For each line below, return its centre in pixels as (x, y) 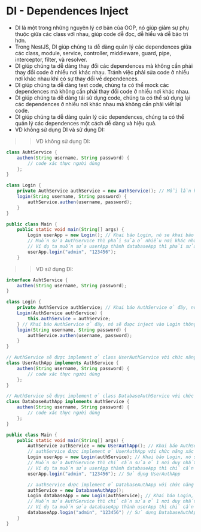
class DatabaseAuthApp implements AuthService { (68, 402)
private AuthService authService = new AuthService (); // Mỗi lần (104, 191)
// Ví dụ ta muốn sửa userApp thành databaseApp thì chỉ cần (111, 468)
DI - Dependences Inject (67, 11)
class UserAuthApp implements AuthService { (63, 363)
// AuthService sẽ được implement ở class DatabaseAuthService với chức (100, 396)
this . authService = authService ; (69, 318)
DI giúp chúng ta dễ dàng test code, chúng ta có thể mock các (92, 85)
